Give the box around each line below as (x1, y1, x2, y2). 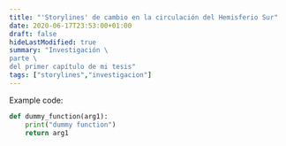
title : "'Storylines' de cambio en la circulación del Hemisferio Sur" (9, 12, 278, 22)
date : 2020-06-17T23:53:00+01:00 (9, 21, 132, 30)
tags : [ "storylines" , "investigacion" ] (9, 71, 152, 80)
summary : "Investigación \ (9, 46, 109, 55)
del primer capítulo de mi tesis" (9, 63, 137, 72)
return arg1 (25, 128, 69, 137)
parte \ (9, 54, 38, 63)
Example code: (9, 95, 64, 105)
